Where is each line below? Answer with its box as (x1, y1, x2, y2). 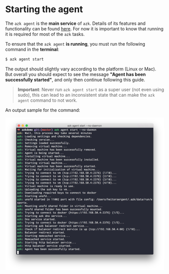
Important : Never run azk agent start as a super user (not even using (17, 86, 164, 92)
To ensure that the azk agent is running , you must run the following (5, 41, 145, 47)
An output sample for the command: (5, 107, 81, 113)
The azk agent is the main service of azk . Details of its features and (5, 20, 146, 26)
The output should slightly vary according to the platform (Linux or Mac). (5, 66, 156, 72)
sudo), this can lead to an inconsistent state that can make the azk (17, 92, 155, 98)
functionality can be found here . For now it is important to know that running (5, 25, 164, 31)
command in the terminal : (5, 46, 60, 52)
